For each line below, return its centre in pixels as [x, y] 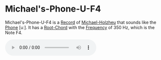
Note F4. [14, 32]
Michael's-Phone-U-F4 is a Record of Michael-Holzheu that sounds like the [81, 22]
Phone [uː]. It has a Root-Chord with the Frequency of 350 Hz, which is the [80, 27]
